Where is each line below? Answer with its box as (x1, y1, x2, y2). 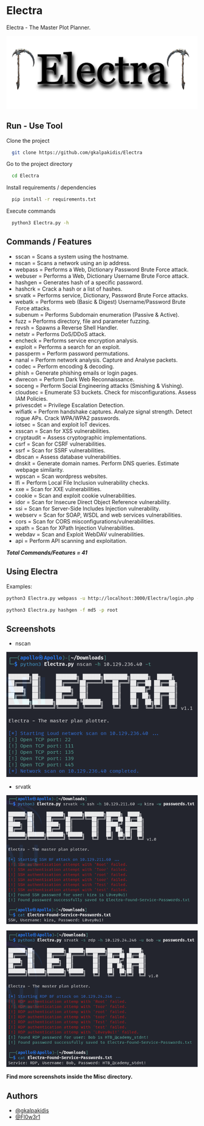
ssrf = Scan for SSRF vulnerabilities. (15, 446, 106, 454)
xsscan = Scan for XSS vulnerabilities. (15, 427, 110, 435)
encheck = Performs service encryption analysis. (15, 337, 138, 344)
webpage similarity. (15, 466, 64, 473)
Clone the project (6, 137, 50, 144)
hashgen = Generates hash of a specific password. (15, 278, 143, 286)
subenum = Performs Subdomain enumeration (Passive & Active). (15, 311, 180, 318)
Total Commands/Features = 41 (6, 548, 88, 556)
